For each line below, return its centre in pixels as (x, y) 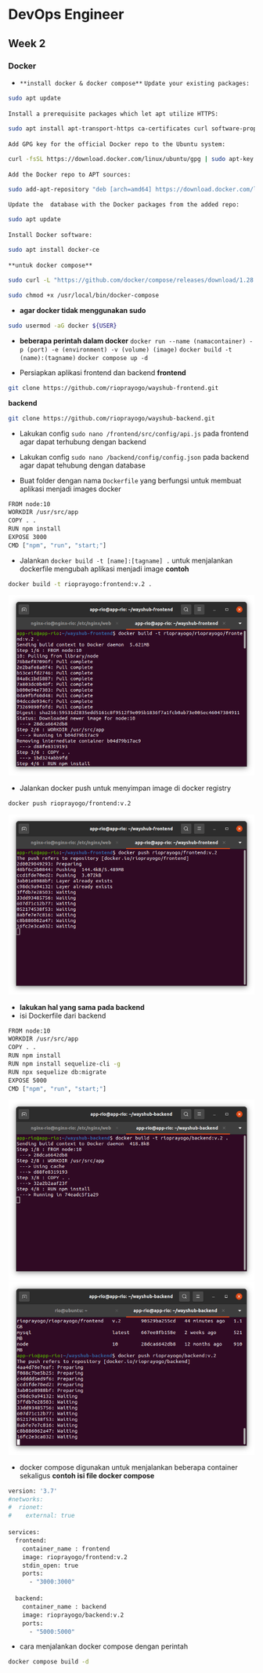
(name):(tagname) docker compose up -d (84, 358)
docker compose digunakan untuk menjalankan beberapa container (128, 1467)
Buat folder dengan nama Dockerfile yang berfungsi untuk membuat (130, 480)
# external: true (42, 1516)
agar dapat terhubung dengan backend (83, 442)
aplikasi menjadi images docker (70, 489)
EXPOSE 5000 (27, 1081)
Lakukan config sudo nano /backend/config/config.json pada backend (134, 457)
